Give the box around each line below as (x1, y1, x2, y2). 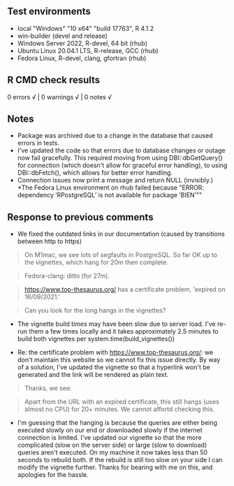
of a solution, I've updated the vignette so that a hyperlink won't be (17, 363, 211, 371)
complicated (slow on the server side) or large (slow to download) (17, 441, 207, 450)
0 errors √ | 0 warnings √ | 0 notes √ (7, 92, 112, 101)
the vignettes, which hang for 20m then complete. (24, 258, 169, 266)
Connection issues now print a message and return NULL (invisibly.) (17, 176, 214, 185)
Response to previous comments (7, 211, 154, 223)
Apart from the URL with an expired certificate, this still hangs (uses (24, 398, 220, 406)
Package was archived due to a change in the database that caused (17, 131, 213, 140)
